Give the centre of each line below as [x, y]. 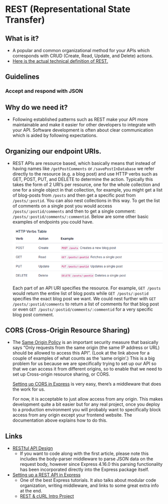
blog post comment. [33, 314]
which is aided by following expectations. [55, 135]
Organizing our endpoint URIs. [53, 151]
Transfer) [25, 20]
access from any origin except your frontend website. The [72, 415]
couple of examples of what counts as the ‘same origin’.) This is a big [83, 358]
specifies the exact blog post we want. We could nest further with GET [84, 298]
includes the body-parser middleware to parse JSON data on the [86, 459]
